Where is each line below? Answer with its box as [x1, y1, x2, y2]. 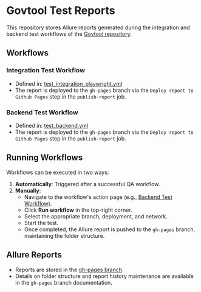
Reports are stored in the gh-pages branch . [15, 266, 124, 273]
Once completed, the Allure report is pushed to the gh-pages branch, [24, 226, 196, 233]
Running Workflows [6, 153, 83, 163]
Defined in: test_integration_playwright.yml [15, 80, 123, 87]
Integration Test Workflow [6, 66, 85, 75]
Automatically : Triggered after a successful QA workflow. [15, 180, 160, 187]
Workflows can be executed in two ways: [6, 169, 109, 176]
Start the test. [24, 219, 59, 226]
